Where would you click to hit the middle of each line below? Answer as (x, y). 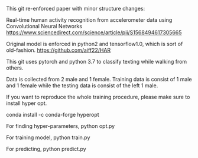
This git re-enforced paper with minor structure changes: (76, 9)
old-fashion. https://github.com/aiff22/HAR (59, 50)
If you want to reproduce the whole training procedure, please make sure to (98, 97)
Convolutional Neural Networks (44, 26)
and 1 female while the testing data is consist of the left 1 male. (82, 85)
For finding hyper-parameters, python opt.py (61, 126)
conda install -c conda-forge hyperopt (53, 115)
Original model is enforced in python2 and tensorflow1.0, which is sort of (95, 44)
